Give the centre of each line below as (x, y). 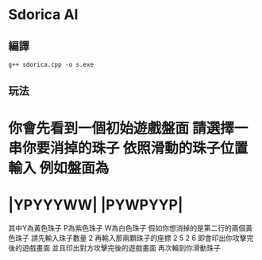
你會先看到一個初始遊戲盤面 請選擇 (121, 128)
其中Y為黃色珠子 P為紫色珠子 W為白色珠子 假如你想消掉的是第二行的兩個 (127, 227)
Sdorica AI (43, 15)
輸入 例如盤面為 (59, 168)
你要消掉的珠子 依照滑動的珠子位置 (135, 148)
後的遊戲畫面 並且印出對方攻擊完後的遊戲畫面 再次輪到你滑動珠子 (114, 247)
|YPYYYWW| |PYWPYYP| (96, 205)
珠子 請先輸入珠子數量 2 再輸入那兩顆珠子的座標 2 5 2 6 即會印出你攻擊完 (134, 238)
